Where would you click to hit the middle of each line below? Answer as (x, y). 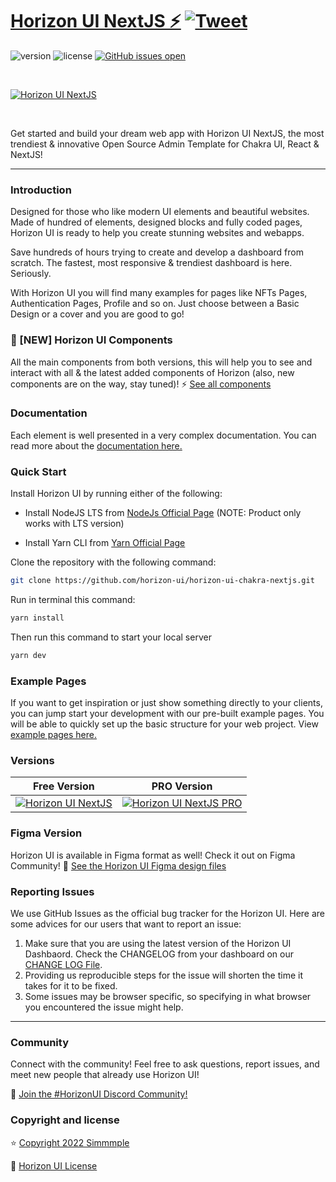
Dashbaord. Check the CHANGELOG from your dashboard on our (159, 954)
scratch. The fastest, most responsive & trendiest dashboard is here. (151, 263)
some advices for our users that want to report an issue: (126, 924)
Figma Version (46, 833)
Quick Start (38, 471)
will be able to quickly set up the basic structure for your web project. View (164, 724)
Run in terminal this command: (73, 599)
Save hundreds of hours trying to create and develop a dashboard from (157, 252)
